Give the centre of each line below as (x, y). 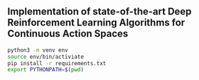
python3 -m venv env (38, 50)
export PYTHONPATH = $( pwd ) (45, 70)
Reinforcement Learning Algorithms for (96, 23)
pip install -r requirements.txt (57, 63)
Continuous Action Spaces (68, 34)
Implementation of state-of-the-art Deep (99, 12)
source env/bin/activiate (45, 57)
